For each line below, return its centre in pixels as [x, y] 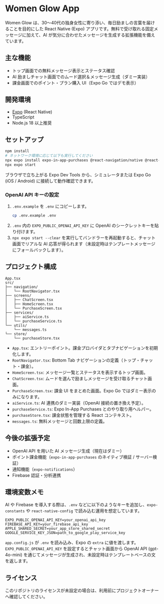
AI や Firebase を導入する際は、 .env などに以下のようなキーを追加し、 [76, 505]
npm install [17, 151]
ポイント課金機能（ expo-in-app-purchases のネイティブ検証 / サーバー [82, 457]
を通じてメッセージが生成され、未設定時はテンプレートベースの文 [90, 555]
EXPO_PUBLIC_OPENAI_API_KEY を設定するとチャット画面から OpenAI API [76, 549]
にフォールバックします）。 [39, 250]
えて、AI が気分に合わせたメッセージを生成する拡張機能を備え [93, 35]
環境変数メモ [24, 492]
